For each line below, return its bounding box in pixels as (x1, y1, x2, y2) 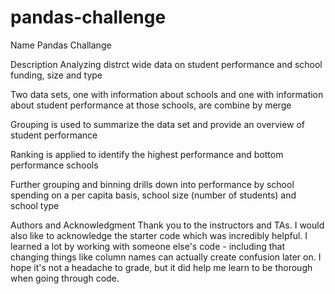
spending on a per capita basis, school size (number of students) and (10, 189, 297, 201)
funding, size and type (10, 69, 103, 81)
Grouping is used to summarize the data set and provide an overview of (10, 118, 306, 130)
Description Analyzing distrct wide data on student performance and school (10, 58, 323, 70)
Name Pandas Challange (10, 39, 112, 51)
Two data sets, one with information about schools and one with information (10, 88, 324, 100)
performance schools (10, 159, 99, 171)
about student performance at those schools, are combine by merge (10, 99, 292, 111)
